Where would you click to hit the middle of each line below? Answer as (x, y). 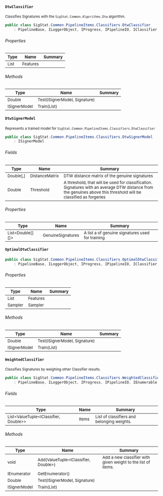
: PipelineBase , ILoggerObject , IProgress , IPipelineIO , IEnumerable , (87, 382)
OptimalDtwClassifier (27, 250)
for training (94, 238)
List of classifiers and (115, 417)
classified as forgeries (85, 197)
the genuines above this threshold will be (103, 192)
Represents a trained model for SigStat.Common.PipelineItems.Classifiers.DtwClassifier (80, 128)
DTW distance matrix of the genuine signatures (108, 176)
